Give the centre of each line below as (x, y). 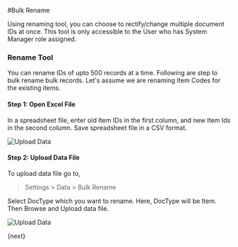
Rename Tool (30, 57)
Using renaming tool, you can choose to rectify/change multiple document (116, 24)
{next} (17, 236)
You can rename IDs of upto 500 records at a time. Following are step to (113, 73)
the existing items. (34, 88)
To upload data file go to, (44, 173)
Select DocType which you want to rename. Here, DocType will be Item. (112, 201)
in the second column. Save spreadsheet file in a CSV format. (97, 128)
